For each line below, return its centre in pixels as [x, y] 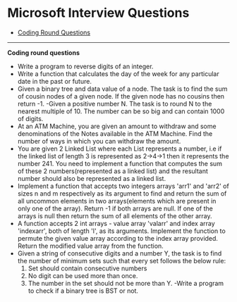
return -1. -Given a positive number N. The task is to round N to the [115, 103]
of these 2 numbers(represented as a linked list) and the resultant [113, 171]
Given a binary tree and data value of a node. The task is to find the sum [122, 89]
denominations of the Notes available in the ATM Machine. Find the [115, 133]
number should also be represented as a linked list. [92, 178]
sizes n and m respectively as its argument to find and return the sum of [122, 193]
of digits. [30, 118]
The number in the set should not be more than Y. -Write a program [126, 283]
